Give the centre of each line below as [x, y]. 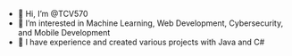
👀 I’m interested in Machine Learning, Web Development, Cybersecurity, [150, 23]
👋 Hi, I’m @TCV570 [53, 14]
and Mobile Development [64, 32]
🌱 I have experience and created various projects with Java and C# [141, 42]
